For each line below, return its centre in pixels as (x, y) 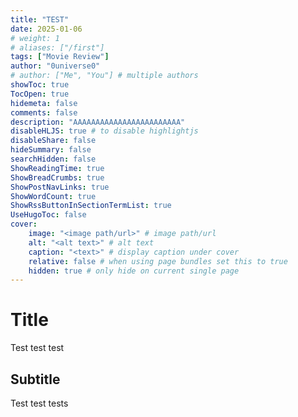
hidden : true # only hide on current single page (134, 271)
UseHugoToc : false (48, 215)
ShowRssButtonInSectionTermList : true (91, 206)
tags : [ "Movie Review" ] (60, 57)
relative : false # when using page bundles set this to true (158, 261)
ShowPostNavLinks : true (60, 187)
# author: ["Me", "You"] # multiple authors (104, 76)
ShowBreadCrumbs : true (57, 177)
